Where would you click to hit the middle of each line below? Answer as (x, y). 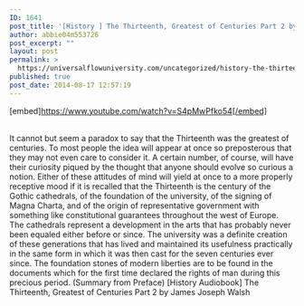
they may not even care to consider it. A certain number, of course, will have (152, 157)
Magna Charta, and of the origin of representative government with (134, 206)
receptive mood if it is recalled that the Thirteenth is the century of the (140, 186)
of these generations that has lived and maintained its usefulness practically (151, 244)
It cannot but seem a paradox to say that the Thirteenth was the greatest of (149, 138)
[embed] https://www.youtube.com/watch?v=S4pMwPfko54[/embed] (138, 110)
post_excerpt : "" (42, 43)
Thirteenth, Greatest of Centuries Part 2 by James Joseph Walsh (130, 292)
